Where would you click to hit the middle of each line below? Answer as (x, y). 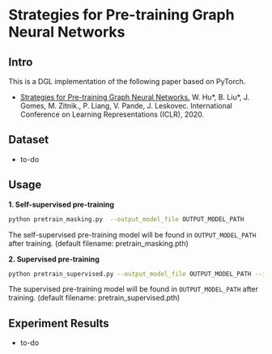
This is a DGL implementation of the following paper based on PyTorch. (127, 81)
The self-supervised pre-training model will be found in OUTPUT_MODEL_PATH (132, 235)
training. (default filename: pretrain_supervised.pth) (94, 298)
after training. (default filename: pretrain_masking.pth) (98, 243)
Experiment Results (59, 323)
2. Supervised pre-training (54, 259)
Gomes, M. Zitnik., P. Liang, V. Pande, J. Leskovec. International (126, 106)
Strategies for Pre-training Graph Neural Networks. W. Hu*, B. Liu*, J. (135, 97)
